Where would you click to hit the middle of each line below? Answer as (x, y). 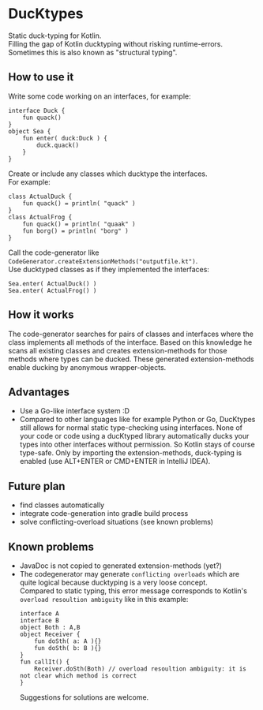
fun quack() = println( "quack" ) (79, 203)
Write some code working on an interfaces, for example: (100, 96)
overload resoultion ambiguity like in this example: (104, 599)
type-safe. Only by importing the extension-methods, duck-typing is (131, 453)
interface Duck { (37, 110)
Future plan (37, 486)
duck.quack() (58, 145)
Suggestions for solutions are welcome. (84, 697)
